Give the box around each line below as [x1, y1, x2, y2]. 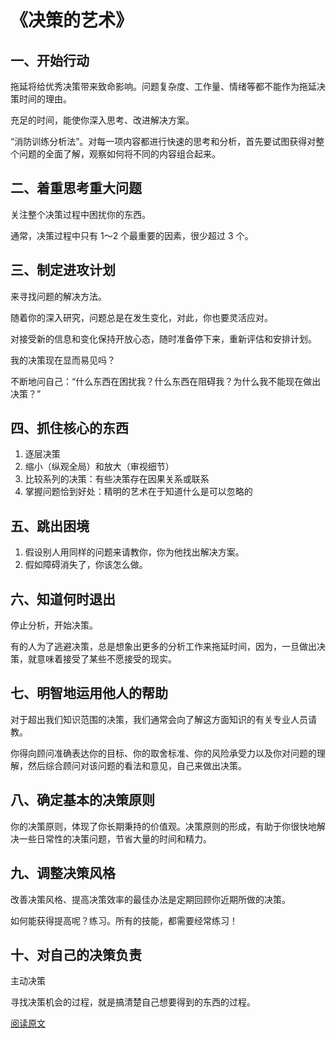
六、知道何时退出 [10, 591, 116, 608]
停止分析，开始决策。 [10, 619, 98, 631]
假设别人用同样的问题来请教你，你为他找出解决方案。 [24, 546, 245, 558]
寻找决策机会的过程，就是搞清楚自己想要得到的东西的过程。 [10, 996, 256, 1008]
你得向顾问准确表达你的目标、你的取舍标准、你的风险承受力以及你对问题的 [10, 747, 317, 759]
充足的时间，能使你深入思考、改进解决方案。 [10, 114, 195, 126]
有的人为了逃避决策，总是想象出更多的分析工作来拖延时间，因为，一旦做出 [10, 641, 317, 653]
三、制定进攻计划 [10, 262, 116, 279]
